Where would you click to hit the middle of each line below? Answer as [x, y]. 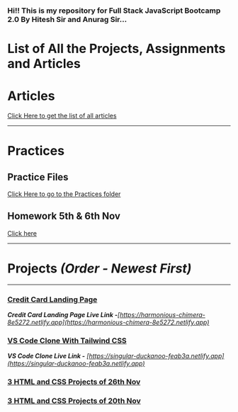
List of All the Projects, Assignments [117, 49]
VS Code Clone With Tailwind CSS [67, 341]
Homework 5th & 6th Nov [64, 216]
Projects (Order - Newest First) [100, 269]
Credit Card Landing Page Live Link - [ [64, 315]
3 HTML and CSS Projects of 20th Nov [74, 401]
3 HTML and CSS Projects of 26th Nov [74, 382]
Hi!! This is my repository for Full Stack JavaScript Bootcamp [114, 11]
